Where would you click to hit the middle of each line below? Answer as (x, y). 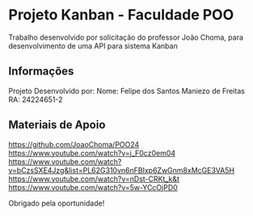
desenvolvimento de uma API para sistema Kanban (93, 45)
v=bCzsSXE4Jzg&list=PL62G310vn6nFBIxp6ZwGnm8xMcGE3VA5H (122, 170)
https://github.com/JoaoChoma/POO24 (74, 144)
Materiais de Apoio (57, 125)
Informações (41, 72)
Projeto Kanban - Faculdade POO (121, 15)
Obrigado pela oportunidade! (57, 203)
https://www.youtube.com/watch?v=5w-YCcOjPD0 (93, 187)
